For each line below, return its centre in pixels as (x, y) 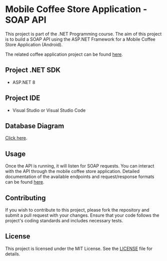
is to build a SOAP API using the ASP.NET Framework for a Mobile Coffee (80, 39)
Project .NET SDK (33, 70)
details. (13, 254)
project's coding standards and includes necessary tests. (64, 221)
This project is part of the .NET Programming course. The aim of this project (83, 34)
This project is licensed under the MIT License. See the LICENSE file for (79, 248)
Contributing (25, 198)
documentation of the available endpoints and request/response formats (80, 177)
